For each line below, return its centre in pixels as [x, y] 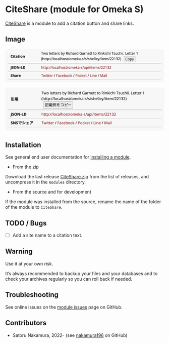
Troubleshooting [32, 295]
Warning [19, 252]
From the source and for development [52, 192]
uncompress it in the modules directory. [46, 182]
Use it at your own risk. [29, 263]
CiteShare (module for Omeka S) [74, 9]
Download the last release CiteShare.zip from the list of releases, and [77, 177]
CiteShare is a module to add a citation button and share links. [70, 23]
